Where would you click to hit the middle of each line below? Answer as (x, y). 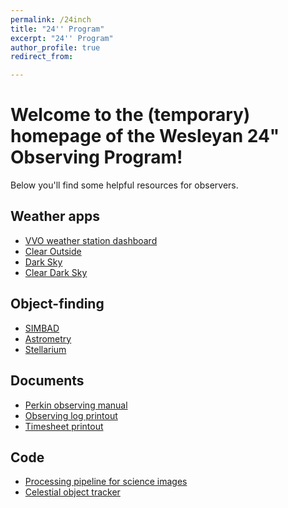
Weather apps (55, 216)
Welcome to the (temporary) (130, 115)
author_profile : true (55, 47)
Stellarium (45, 349)
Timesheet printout (64, 426)
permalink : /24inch (51, 19)
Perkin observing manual (76, 405)
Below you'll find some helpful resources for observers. (124, 185)
